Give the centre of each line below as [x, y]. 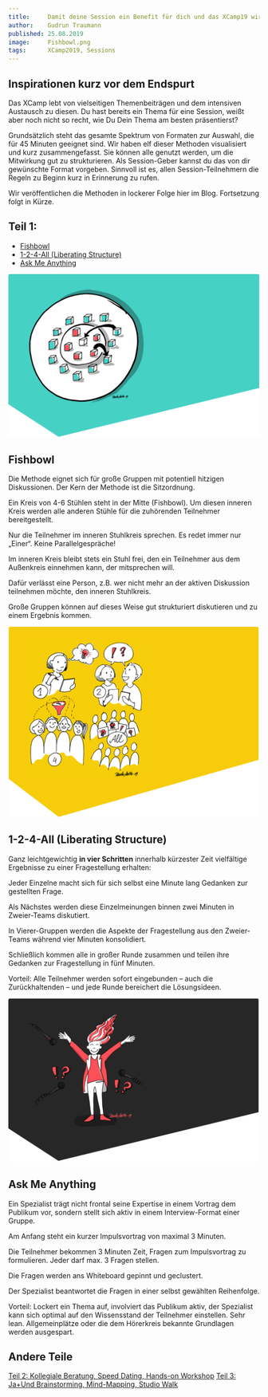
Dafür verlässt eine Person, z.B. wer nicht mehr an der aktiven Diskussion [129, 583]
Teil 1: [23, 227]
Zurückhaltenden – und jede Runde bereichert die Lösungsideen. [115, 987]
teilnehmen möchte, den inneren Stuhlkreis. [80, 592]
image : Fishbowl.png [49, 42]
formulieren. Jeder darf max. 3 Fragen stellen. [84, 1260]
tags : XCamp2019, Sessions [62, 51]
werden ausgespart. [41, 1332]
